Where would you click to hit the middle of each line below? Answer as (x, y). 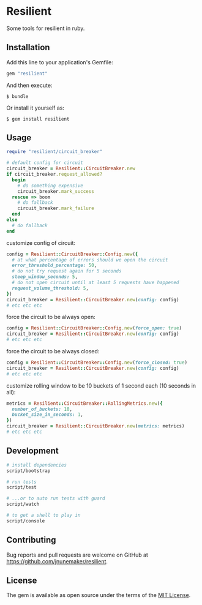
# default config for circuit (45, 163)
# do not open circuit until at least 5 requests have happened (95, 283)
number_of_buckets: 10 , (42, 409)
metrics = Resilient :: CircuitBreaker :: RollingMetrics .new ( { (85, 403)
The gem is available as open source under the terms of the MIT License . (99, 595)
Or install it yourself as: (35, 108)
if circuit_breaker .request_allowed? (54, 175)
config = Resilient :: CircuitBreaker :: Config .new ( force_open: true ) (94, 328)
